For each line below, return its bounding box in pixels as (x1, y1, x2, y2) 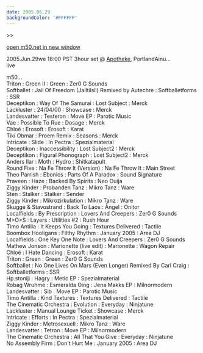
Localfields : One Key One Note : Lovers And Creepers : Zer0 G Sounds (6, 236, 185, 243)
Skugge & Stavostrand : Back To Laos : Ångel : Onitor (6, 203, 140, 211)
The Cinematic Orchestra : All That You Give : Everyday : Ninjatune (6, 333, 174, 340)
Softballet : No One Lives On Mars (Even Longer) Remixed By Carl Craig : (6, 261, 190, 269)
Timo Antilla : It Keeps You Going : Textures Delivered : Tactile (6, 222, 162, 230)
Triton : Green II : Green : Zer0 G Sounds (6, 80, 108, 87)
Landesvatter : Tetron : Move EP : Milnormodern (6, 326, 127, 333)
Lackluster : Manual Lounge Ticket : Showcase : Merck (6, 307, 144, 315)
